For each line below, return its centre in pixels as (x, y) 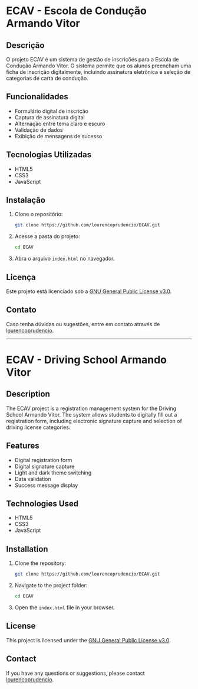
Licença (21, 277)
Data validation (33, 479)
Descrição (25, 45)
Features (23, 446)
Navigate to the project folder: (51, 586)
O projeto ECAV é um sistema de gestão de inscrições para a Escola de (93, 59)
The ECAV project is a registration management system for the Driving (91, 408)
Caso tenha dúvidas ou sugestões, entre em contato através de (83, 324)
